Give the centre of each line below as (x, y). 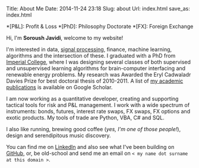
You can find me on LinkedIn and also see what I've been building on (90, 147)
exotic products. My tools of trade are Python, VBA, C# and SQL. (85, 118)
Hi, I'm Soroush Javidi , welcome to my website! (65, 38)
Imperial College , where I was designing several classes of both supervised (99, 62)
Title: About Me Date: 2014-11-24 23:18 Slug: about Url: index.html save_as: (98, 9)
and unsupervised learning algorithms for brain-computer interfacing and (96, 68)
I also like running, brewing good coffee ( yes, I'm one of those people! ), (94, 129)
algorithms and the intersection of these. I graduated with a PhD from (91, 56)
